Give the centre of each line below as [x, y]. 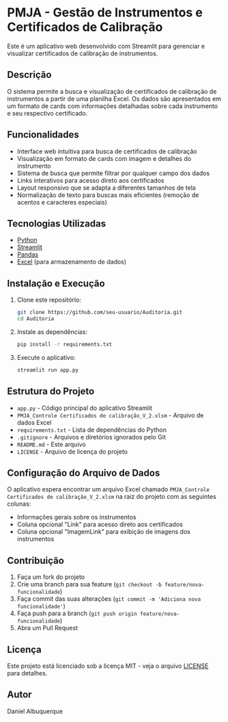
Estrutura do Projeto [51, 391]
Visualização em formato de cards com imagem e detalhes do [104, 158]
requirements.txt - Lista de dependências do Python [92, 430]
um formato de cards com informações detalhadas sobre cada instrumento [113, 106]
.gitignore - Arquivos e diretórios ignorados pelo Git [91, 437]
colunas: [19, 504]
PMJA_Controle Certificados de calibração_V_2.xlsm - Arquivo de [110, 415]
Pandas [28, 255]
